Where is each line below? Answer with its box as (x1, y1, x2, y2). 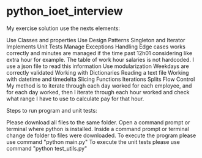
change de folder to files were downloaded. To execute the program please (6, 132, 196, 139)
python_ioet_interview (6, 4, 124, 18)
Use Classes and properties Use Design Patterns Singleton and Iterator (6, 36, 185, 43)
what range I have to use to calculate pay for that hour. (6, 95, 144, 102)
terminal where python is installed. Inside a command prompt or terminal (6, 125, 189, 132)
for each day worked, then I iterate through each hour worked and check (6, 88, 190, 96)
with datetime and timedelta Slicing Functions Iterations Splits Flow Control (6, 75, 195, 83)
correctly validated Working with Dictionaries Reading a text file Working (6, 69, 189, 76)
